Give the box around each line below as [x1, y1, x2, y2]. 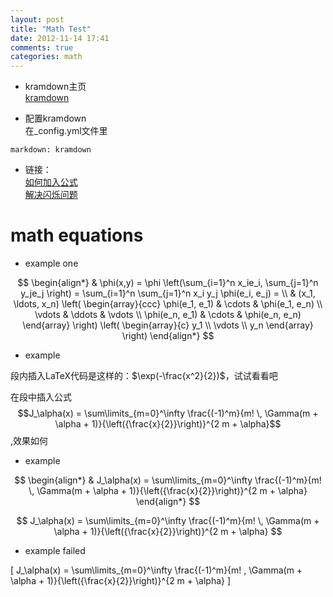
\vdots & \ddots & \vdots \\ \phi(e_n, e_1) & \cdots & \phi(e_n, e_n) [34, 309, 302, 321]
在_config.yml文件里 [24, 125, 108, 137]
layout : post [10, 14, 65, 25]
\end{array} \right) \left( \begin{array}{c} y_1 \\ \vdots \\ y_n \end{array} [22, 319, 314, 331]
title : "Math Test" [10, 24, 92, 34]
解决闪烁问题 [24, 189, 78, 201]
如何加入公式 [24, 176, 78, 188]
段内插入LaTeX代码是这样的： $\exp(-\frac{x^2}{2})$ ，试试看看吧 [10, 370, 278, 382]
